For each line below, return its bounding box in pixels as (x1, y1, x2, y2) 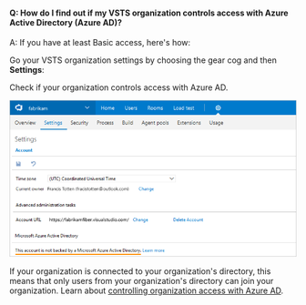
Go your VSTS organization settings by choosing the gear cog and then (9, 55, 278, 66)
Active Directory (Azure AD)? (9, 16, 123, 27)
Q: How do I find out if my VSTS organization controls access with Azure (9, 7, 289, 18)
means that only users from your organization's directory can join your (9, 275, 274, 286)
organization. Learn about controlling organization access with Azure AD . (9, 285, 284, 296)
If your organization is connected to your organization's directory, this (9, 265, 271, 277)
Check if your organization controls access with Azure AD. (9, 82, 229, 93)
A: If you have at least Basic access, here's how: (9, 37, 191, 48)
